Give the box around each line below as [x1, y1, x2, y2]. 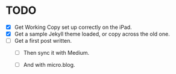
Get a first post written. [14, 37, 72, 45]
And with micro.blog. [23, 61, 75, 69]
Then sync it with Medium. [23, 49, 90, 57]
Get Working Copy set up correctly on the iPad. [14, 23, 132, 31]
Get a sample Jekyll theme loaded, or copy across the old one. [14, 31, 170, 37]
